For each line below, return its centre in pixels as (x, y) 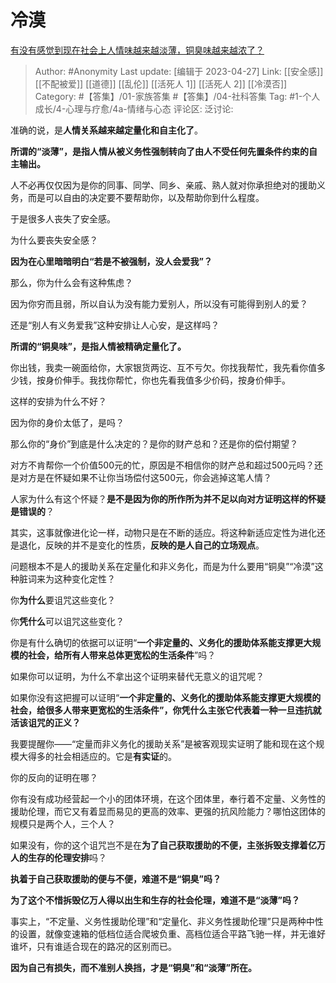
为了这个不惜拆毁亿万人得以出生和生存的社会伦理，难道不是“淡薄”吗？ (155, 900)
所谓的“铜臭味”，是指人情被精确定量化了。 (98, 346)
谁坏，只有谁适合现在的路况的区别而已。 (93, 946)
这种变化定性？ (84, 578)
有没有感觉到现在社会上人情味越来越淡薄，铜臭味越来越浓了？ (137, 50)
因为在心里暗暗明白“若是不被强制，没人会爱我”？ (111, 261)
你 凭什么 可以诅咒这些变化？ (67, 621)
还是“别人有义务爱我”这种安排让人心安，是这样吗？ (115, 325)
